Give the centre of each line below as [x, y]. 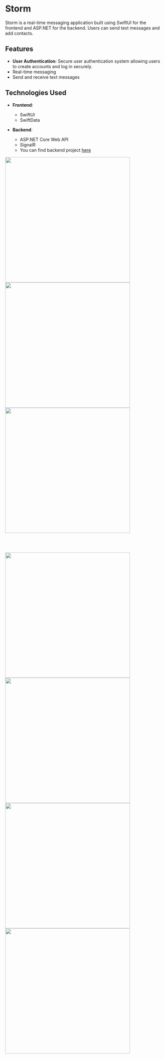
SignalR [28, 145]
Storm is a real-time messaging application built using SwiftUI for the [76, 23]
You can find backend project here [55, 150]
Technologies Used [36, 93]
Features [19, 49]
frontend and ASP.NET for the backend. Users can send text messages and [82, 28]
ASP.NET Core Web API [44, 139]
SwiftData [30, 120]
